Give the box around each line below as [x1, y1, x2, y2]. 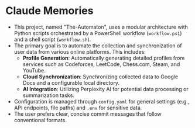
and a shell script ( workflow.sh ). [13, 36, 91, 43]
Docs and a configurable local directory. [22, 79, 120, 86]
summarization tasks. [22, 92, 74, 99]
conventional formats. [13, 116, 67, 123]
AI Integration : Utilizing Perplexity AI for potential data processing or [22, 85, 189, 92]
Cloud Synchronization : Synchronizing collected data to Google [22, 73, 179, 80]
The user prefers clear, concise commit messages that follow [13, 110, 162, 117]
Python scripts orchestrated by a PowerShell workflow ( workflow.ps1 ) [13, 29, 182, 36]
